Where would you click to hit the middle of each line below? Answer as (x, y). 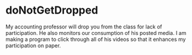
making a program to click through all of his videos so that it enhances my (96, 39)
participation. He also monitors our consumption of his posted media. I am (96, 33)
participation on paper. (33, 46)
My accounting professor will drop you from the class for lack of (84, 27)
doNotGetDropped (52, 10)
